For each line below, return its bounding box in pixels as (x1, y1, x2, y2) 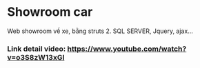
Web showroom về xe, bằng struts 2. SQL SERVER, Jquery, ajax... (7, 27, 193, 35)
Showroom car (7, 4, 93, 20)
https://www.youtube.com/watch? (67, 44, 187, 54)
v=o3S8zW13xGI (7, 52, 65, 62)
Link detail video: (7, 44, 66, 54)
